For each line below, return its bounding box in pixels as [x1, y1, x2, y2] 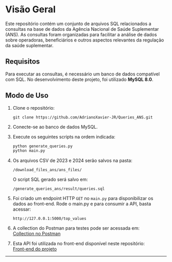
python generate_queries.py [12, 144, 73, 149]
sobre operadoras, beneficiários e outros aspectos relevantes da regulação [5, 37, 164, 43]
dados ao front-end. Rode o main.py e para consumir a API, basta [12, 201, 151, 207]
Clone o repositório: [12, 105, 55, 111]
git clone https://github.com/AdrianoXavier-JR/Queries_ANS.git [12, 114, 153, 120]
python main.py [12, 148, 46, 153]
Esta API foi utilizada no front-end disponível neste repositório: [12, 240, 145, 247]
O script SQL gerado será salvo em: [12, 176, 88, 183]
